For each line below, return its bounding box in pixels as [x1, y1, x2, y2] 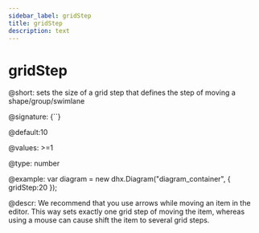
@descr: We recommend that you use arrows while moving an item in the [8, 198, 251, 208]
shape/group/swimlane [8, 96, 85, 106]
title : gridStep [8, 19, 63, 27]
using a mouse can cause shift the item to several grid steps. [8, 215, 210, 225]
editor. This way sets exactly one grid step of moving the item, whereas [8, 206, 245, 217]
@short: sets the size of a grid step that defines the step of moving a [8, 88, 236, 97]
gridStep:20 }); [8, 182, 58, 193]
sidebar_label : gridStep [8, 11, 92, 20]
